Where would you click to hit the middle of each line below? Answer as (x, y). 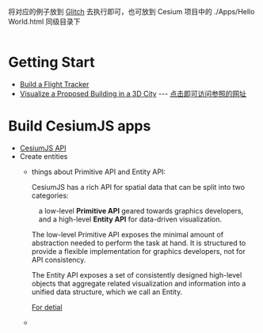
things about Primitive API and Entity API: (99, 172)
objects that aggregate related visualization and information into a (139, 283)
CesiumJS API (43, 148)
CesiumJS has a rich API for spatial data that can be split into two (138, 187)
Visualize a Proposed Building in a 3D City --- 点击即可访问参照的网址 (133, 93)
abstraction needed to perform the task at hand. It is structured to (139, 243)
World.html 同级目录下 (44, 21)
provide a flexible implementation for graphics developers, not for (138, 251)
